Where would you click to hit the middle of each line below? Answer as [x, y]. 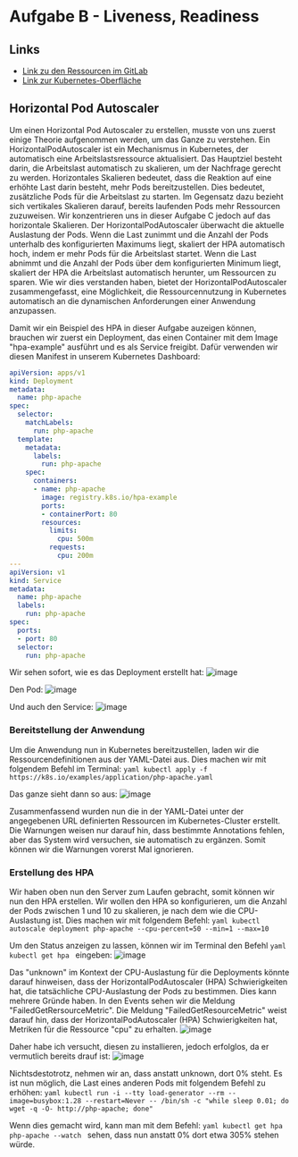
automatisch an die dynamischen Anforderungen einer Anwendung [132, 300]
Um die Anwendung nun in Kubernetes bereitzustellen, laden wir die [134, 749]
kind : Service [36, 580]
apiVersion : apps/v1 [48, 373]
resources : [62, 522]
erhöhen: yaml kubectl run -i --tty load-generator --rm [117, 1093]
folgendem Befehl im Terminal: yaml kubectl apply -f [108, 769]
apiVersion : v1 [37, 572]
